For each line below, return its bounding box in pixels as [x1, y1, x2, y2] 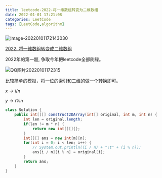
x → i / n [5, 88, 21, 94]
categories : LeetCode [5, 17, 51, 22]
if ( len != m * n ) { [23, 122, 65, 127]
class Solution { [5, 107, 42, 112]
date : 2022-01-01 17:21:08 [5, 12, 62, 17]
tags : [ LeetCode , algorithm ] [5, 21, 65, 27]
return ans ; [23, 159, 49, 164]
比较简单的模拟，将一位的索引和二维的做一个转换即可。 [5, 78, 120, 84]
